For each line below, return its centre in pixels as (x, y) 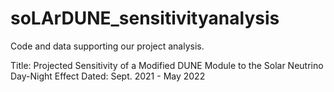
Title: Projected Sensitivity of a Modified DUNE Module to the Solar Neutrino (167, 65)
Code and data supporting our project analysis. (107, 46)
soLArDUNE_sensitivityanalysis (145, 18)
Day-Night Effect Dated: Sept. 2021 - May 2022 (108, 76)
